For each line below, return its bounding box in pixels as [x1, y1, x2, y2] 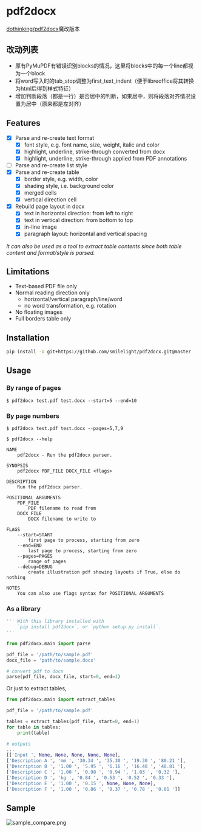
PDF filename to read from [28, 505, 96, 511]
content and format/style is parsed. [6, 249, 95, 256]
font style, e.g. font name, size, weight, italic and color [24, 141, 160, 148]
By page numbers [6, 412, 59, 420]
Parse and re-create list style [15, 161, 88, 168]
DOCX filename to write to [28, 516, 96, 522]
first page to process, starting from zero [28, 537, 140, 543]
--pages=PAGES [17, 553, 53, 559]
